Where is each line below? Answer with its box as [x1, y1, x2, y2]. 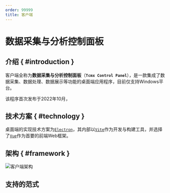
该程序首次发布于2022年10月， [5, 95, 70, 102]
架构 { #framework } [5, 149, 70, 158]
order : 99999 [5, 7, 33, 13]
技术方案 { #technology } [5, 112, 85, 120]
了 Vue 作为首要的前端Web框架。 [5, 133, 71, 139]
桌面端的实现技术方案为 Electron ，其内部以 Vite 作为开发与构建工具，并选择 [5, 126, 162, 132]
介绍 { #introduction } [5, 58, 75, 66]
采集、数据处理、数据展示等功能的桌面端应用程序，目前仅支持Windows [9, 78, 159, 85]
